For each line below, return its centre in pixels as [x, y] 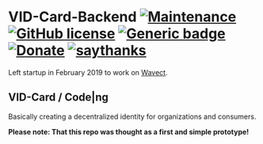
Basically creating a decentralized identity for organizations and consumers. [132, 116]
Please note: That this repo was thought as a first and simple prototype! [129, 131]
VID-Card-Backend [72, 17]
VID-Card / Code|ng [58, 98]
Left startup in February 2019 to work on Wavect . [88, 72]
